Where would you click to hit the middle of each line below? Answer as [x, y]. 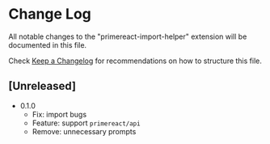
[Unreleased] [42, 86]
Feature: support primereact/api [86, 123]
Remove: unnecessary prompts [84, 131]
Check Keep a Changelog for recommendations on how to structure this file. [135, 61]
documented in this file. [48, 44]
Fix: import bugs [59, 114]
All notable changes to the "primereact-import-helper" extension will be [128, 36]
